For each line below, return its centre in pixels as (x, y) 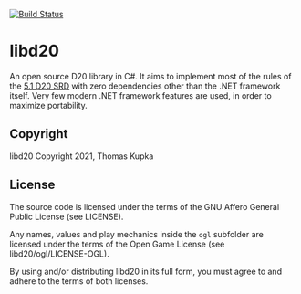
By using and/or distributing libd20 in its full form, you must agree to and (146, 271)
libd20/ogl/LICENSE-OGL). (59, 253)
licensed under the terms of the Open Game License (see (117, 244)
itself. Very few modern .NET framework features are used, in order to (140, 95)
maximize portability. (49, 105)
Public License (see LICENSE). (67, 216)
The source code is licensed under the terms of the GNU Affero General (145, 206)
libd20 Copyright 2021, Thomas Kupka (82, 156)
